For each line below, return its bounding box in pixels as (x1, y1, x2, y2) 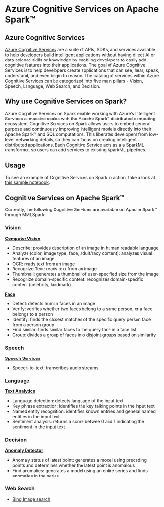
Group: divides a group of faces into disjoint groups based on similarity (12, 332, 156, 338)
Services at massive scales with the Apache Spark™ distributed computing (5, 116, 156, 121)
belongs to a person (12, 311, 53, 317)
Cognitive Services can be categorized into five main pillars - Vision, (5, 78, 143, 84)
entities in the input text (12, 414, 60, 419)
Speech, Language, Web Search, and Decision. (5, 83, 101, 89)
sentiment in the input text (12, 424, 65, 430)
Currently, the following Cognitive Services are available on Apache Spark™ (5, 207, 157, 212)
